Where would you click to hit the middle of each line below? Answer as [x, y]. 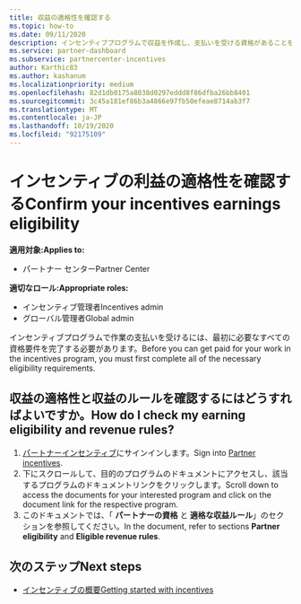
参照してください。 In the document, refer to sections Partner [167, 526]
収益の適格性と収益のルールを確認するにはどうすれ [150, 399]
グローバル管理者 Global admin [78, 318]
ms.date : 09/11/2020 [48, 34]
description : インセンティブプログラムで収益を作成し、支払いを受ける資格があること [149, 43]
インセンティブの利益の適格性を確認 [142, 182]
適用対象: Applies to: [47, 249]
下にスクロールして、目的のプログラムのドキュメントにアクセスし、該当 [155, 473]
